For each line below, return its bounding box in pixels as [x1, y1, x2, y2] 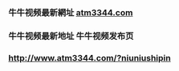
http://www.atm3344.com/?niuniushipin [8, 52, 171, 63]
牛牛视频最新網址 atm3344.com [8, 6, 133, 18]
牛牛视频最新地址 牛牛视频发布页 [8, 30, 134, 41]
